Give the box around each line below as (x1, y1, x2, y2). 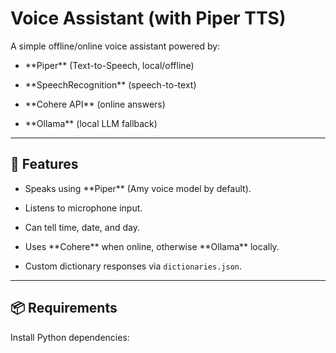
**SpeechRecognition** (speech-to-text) (24, 78, 197, 91)
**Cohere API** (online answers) (24, 98, 166, 110)
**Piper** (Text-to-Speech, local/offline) (24, 59, 195, 71)
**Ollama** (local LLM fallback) (24, 117, 158, 129)
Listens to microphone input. (24, 202, 143, 214)
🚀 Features (10, 156, 79, 173)
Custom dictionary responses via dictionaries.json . (24, 260, 242, 272)
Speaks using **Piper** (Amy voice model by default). (24, 182, 252, 194)
